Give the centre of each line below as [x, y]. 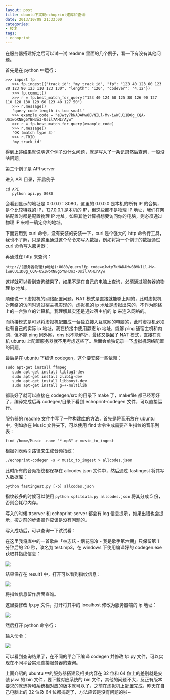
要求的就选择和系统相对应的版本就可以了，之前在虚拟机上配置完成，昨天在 [83, 686]
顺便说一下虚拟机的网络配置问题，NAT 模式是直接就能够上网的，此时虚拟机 [83, 298]
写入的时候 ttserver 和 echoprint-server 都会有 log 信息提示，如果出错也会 [82, 513]
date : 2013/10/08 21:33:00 [34, 19]
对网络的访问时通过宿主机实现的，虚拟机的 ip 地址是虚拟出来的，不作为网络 [84, 305]
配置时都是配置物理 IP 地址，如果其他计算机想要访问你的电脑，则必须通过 [86, 216]
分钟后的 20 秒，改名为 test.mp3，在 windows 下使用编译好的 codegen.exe [84, 547]
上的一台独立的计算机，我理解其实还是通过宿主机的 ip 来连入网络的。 [77, 311]
